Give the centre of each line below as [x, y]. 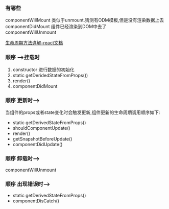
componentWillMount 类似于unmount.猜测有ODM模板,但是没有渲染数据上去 [85, 20]
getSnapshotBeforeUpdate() [42, 138]
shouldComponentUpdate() [41, 128]
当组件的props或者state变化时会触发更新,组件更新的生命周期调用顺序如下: [83, 112]
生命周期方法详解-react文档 [34, 43]
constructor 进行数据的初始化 [44, 69]
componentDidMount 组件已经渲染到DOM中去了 [56, 27]
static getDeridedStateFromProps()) [50, 75]
